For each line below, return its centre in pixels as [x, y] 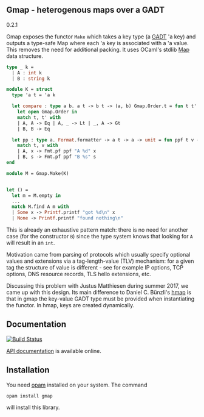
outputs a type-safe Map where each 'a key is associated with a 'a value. [98, 43]
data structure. [25, 56]
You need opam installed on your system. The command [77, 385]
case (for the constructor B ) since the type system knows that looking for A [100, 237]
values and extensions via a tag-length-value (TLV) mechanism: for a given [100, 261]
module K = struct [29, 90]
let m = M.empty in [36, 195]
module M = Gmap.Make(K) [38, 173]
